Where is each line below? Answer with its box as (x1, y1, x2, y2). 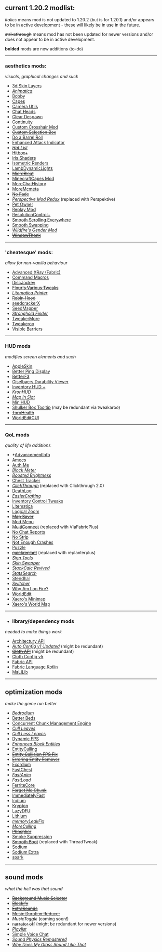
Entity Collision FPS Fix (12, 751, 58, 757)
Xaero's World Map (12, 601, 51, 607)
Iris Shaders (12, 155, 36, 161)
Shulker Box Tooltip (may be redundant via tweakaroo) (12, 404, 121, 410)
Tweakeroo (12, 321, 35, 327)
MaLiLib (12, 669, 28, 675)
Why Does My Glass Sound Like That (12, 941, 86, 947)
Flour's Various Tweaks (12, 285, 59, 290)
